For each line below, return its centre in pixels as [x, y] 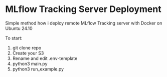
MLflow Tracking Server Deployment [83, 9]
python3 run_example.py [38, 69]
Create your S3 [28, 53]
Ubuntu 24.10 [19, 28]
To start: [14, 38]
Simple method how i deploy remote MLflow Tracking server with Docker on [84, 23]
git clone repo [27, 47]
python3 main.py [30, 63]
